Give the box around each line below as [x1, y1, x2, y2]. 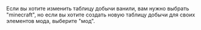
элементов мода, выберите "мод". [6, 18, 95, 24]
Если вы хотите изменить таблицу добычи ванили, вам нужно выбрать [6, 5, 190, 12]
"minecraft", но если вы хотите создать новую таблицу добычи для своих [6, 11, 196, 18]
